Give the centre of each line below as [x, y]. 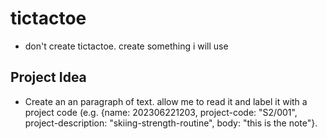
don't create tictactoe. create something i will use [126, 46]
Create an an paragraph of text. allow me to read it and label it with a [166, 101]
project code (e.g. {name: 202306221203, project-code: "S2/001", [161, 112]
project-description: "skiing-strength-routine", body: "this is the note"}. [171, 123]
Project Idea [48, 77]
